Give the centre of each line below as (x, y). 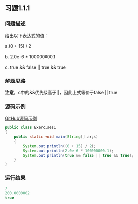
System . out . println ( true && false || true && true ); (78, 155)
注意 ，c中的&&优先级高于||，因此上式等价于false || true (61, 92)
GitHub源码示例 (21, 118)
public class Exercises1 (31, 128)
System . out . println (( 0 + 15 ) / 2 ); (60, 146)
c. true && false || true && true (35, 67)
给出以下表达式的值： (27, 35)
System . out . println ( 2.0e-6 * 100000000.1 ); (68, 151)
